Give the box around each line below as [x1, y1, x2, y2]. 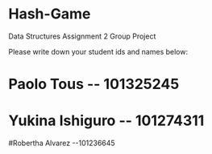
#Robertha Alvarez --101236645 [8, 138, 115, 148]
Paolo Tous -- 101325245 [8, 75, 180, 93]
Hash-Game [8, 5, 91, 23]
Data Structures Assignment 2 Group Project [8, 31, 156, 41]
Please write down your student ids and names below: [8, 47, 188, 56]
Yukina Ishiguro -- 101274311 [8, 111, 205, 130]
